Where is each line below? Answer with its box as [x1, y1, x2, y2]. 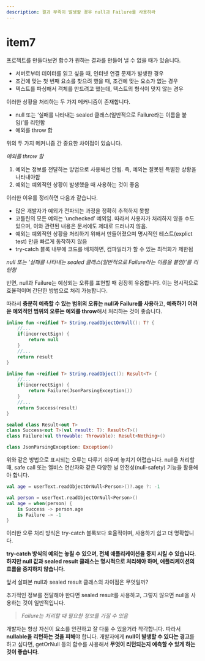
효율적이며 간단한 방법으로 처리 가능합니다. [6, 287, 108, 294]
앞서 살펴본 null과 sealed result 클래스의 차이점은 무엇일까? [6, 578, 149, 586]
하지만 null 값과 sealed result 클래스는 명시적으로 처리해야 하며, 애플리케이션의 [6, 558, 195, 565]
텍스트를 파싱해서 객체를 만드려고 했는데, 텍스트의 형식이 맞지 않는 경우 [15, 85, 184, 92]
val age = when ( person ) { [6, 500, 72, 506]
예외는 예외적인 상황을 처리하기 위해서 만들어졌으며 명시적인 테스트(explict [15, 230, 193, 237]
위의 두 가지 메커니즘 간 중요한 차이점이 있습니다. [6, 139, 122, 147]
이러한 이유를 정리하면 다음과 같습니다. [6, 194, 98, 201]
